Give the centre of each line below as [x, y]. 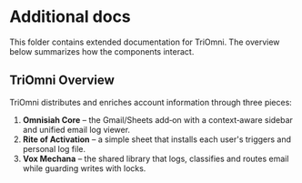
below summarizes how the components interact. [102, 51]
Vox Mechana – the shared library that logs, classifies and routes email [156, 158]
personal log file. [54, 148]
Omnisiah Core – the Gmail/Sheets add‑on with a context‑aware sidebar [158, 119]
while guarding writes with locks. [84, 168]
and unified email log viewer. [76, 129]
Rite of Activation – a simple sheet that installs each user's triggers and [157, 139]
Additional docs [70, 17]
